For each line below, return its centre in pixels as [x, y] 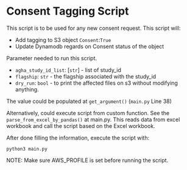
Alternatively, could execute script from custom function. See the [88, 113]
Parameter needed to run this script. [52, 58]
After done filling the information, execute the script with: [78, 138]
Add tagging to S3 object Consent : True [63, 40]
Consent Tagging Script [68, 11]
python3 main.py [27, 149]
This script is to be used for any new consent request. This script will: [94, 28]
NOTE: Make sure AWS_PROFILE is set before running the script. [87, 160]
